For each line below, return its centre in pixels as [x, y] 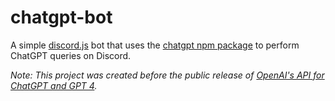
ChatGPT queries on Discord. [71, 55]
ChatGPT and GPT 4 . [54, 85]
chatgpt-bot [61, 17]
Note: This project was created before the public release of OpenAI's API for [167, 75]
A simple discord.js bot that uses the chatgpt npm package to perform [155, 45]
